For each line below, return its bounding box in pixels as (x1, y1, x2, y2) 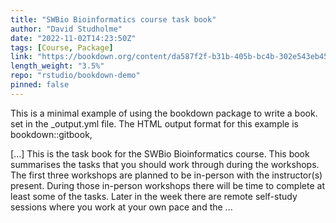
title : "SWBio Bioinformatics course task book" (10, 14, 217, 25)
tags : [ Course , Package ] (10, 42, 114, 53)
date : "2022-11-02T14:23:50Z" (10, 33, 137, 43)
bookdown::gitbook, (10, 128, 93, 140)
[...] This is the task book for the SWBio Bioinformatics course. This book (10, 147, 310, 160)
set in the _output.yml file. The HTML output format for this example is (10, 117, 299, 130)
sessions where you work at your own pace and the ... (10, 201, 233, 213)
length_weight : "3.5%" (10, 61, 105, 71)
